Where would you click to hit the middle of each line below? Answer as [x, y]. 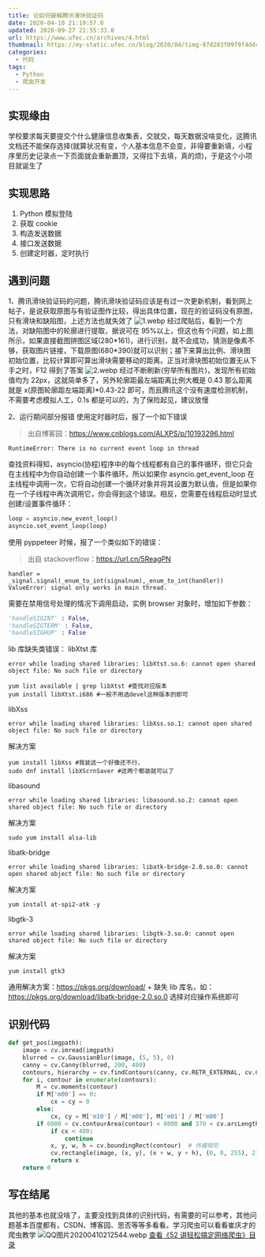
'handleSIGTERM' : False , [50, 625]
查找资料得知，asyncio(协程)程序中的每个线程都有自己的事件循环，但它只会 [131, 464]
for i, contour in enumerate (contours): [90, 1080]
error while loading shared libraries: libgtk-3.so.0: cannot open [121, 934]
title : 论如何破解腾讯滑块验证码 [56, 15]
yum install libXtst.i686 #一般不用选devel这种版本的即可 [98, 695]
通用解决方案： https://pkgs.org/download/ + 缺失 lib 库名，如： [111, 987]
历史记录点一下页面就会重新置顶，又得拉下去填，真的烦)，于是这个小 [134, 156]
